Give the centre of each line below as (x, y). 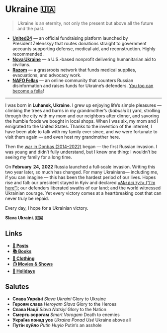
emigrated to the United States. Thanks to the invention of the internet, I (79, 126)
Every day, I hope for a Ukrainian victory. (47, 208)
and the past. (31, 28)
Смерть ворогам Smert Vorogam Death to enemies (66, 315)
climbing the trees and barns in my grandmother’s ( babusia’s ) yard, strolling (83, 110)
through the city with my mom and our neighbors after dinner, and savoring (82, 116)
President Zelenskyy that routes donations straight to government (79, 43)
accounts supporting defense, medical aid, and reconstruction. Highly (84, 49)
